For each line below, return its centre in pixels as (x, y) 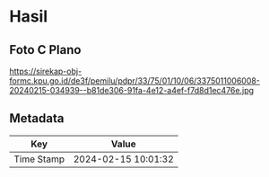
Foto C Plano (45, 50)
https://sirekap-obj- (46, 71)
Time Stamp (39, 159)
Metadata (37, 119)
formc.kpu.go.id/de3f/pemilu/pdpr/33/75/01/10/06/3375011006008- (134, 81)
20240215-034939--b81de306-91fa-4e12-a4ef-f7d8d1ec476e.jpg (131, 90)
